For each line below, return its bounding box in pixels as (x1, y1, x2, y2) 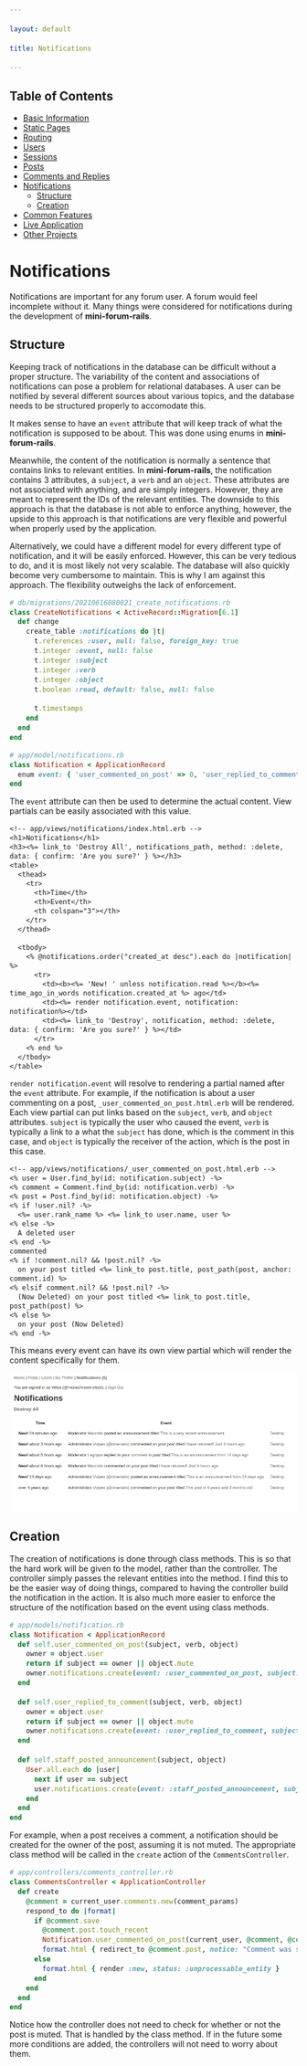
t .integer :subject (33, 656, 108, 665)
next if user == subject (33, 1775, 129, 1784)
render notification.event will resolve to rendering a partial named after (9, 1078, 285, 1089)
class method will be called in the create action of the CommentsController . (9, 1850, 290, 1860)
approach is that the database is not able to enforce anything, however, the (9, 503, 292, 514)
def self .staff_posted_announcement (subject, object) (17, 1755, 227, 1765)
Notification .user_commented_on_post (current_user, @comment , (42, 1935, 284, 1945)
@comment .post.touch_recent (42, 1925, 149, 1935)
